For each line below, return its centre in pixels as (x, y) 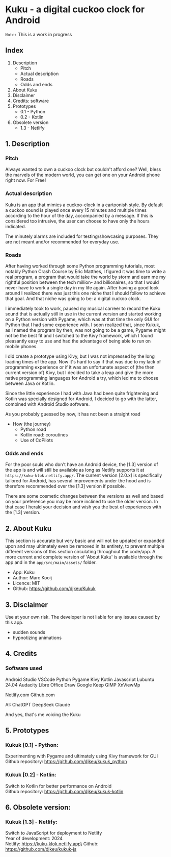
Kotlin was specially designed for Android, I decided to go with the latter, (81, 399)
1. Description (27, 144)
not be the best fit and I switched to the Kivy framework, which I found (79, 336)
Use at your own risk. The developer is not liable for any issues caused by (83, 617)
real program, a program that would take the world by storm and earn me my (85, 277)
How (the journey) (32, 424)
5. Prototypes (27, 731)
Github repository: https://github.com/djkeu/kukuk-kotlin (64, 791)
